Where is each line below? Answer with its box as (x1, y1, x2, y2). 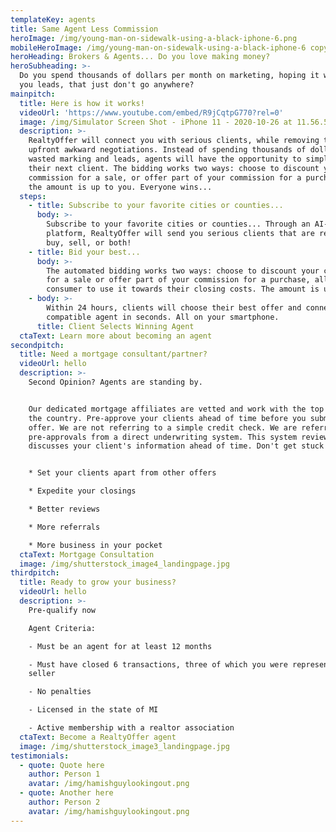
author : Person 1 (28, 769, 101, 780)
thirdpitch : (10, 568, 60, 578)
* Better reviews (28, 504, 101, 514)
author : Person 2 (28, 797, 101, 807)
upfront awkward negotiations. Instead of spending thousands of (28, 145, 307, 155)
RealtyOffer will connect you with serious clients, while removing (28, 136, 320, 146)
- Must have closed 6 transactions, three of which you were (28, 659, 288, 670)
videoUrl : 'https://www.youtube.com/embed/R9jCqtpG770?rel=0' (19, 107, 284, 118)
